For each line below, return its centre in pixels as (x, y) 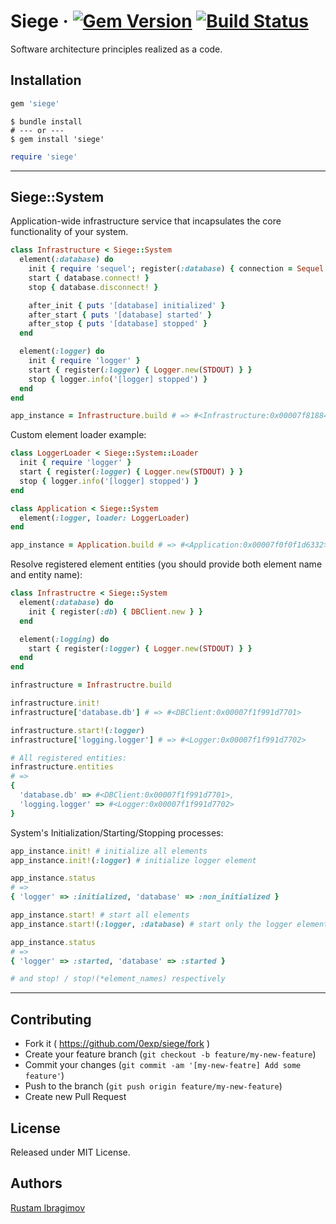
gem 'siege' (35, 103)
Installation (46, 80)
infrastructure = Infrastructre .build (91, 685)
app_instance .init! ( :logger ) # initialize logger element (133, 860)
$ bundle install (46, 121)
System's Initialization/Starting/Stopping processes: (117, 832)
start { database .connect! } (89, 278)
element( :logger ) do (62, 351)
